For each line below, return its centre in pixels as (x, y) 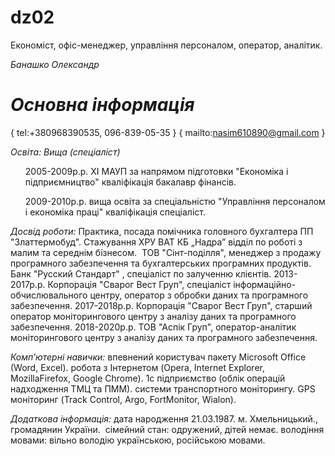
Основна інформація (102, 105)
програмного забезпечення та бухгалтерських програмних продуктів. (161, 263)
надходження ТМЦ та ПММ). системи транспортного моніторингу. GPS (163, 388)
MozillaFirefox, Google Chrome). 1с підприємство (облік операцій (148, 378)
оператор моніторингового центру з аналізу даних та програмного (153, 316)
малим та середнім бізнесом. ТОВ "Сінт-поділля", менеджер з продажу (166, 252)
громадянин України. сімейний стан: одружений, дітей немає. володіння (167, 429)
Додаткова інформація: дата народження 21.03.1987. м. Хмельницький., (164, 418)
